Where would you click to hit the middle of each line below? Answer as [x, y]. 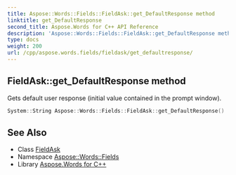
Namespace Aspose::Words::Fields [68, 157]
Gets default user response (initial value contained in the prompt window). [114, 98]
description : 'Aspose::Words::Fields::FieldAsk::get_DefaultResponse [111, 33]
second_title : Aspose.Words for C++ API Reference [83, 27]
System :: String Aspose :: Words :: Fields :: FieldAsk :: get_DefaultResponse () [116, 111]
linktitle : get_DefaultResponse [54, 20]
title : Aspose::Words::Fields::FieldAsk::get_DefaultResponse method [111, 14]
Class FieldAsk [39, 149]
